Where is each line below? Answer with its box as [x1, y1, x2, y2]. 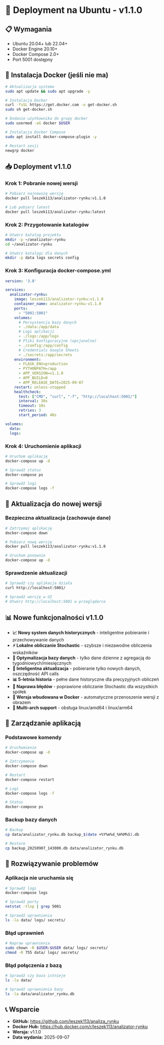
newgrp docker [5, 148, 35, 153]
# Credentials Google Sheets [18, 347, 79, 353]
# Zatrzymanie [5, 759, 35, 764]
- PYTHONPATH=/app [18, 366, 57, 371]
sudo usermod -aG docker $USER [5, 121, 70, 126]
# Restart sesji [5, 143, 39, 149]
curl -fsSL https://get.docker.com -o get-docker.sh [5, 102, 117, 108]
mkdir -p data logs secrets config [5, 255, 79, 261]
